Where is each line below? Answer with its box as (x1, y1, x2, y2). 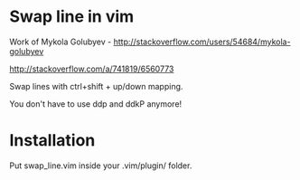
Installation (9, 130, 96, 151)
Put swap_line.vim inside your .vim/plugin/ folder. (9, 160, 192, 171)
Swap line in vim (9, 6, 135, 27)
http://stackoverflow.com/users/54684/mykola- (113, 36, 291, 47)
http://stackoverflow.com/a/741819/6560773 (9, 63, 174, 74)
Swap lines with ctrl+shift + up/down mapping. (9, 81, 183, 91)
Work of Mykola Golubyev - (9, 36, 112, 47)
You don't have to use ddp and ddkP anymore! (9, 98, 183, 109)
